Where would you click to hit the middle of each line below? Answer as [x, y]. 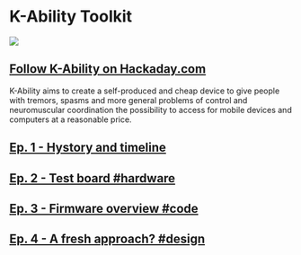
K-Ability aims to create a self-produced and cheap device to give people [145, 91]
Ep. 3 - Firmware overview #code [104, 208]
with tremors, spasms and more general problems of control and [128, 100]
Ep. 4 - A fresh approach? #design [107, 239]
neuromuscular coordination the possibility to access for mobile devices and [150, 110]
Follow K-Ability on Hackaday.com [108, 69]
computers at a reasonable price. [71, 119]
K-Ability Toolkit [71, 17]
